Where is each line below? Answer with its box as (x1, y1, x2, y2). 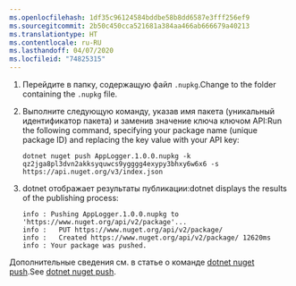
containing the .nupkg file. (21, 88, 118, 99)
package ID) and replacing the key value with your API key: (21, 135, 240, 145)
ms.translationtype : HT (9, 29, 98, 38)
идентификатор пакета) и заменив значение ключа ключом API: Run (21, 115, 283, 126)
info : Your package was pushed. (21, 241, 148, 250)
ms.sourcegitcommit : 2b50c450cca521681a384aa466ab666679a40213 (9, 21, 250, 30)
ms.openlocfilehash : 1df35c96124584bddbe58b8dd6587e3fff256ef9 (9, 13, 250, 22)
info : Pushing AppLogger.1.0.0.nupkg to (21, 210, 179, 219)
